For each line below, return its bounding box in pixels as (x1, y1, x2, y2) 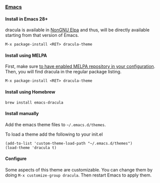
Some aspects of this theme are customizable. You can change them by (5, 167, 153, 173)
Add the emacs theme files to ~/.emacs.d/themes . (5, 121, 106, 128)
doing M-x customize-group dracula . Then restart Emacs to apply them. (5, 172, 152, 178)
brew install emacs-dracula (5, 100, 64, 105)
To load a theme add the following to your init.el (5, 131, 103, 137)
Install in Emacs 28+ (5, 16, 48, 22)
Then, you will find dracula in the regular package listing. (5, 69, 122, 75)
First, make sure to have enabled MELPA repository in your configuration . (5, 63, 156, 69)
